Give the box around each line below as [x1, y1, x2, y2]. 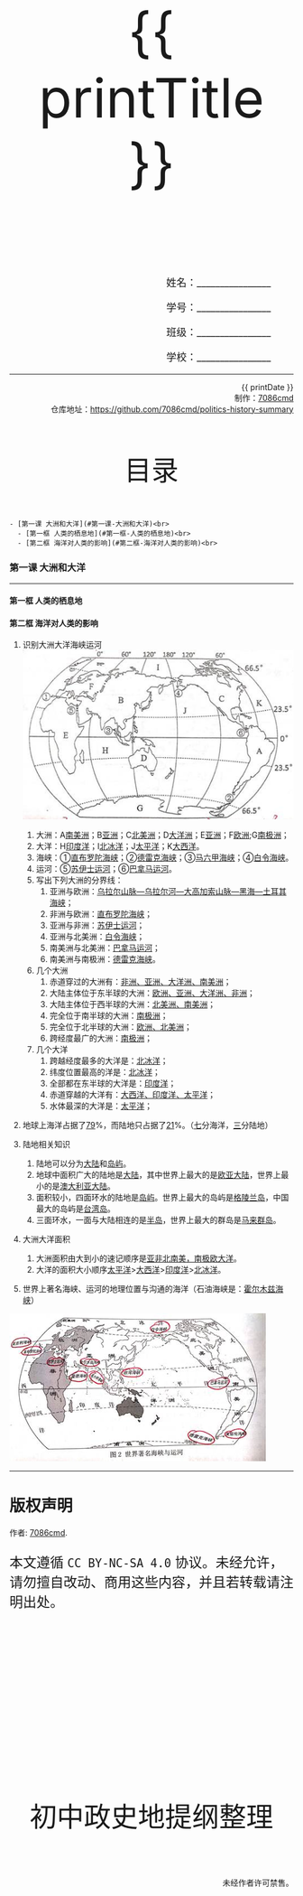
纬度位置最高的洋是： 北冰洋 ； [49, 1066, 161, 1077]
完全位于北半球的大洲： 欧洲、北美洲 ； [49, 1021, 192, 1032]
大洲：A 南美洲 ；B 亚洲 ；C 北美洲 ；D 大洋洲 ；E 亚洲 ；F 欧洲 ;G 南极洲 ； [35, 829, 290, 840]
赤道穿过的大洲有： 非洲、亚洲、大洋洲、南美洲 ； [49, 976, 232, 986]
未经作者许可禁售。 [222, 1877, 294, 1888]
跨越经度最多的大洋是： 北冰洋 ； [49, 1055, 169, 1066]
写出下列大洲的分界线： [35, 874, 124, 885]
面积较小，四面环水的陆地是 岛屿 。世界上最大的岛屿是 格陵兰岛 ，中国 [35, 1191, 289, 1202]
